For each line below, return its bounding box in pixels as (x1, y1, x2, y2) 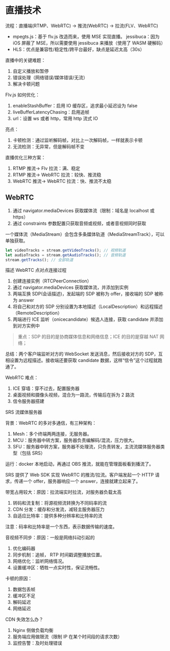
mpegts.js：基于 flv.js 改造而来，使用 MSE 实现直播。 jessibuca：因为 (12, 33, 160, 39)
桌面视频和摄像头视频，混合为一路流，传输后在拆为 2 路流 (12, 392, 135, 398)
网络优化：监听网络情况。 (12, 558, 67, 565)
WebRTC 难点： (5, 375, 39, 381)
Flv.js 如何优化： (5, 92, 40, 98)
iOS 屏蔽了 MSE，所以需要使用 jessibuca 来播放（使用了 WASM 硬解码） (12, 39, 166, 46)
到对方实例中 (12, 323, 40, 329)
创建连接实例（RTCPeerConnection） (12, 278, 92, 284)
